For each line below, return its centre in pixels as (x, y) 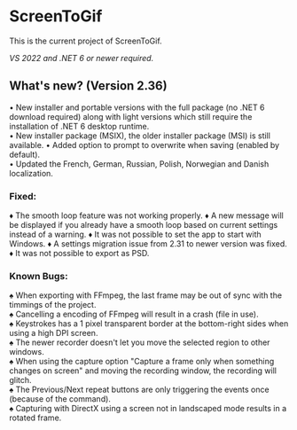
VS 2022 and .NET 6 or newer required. (82, 58)
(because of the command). (60, 399)
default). (25, 154)
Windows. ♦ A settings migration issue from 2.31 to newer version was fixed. (148, 244)
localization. (31, 173)
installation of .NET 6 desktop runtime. (79, 126)
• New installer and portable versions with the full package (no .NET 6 (137, 107)
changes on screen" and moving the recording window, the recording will (143, 371)
